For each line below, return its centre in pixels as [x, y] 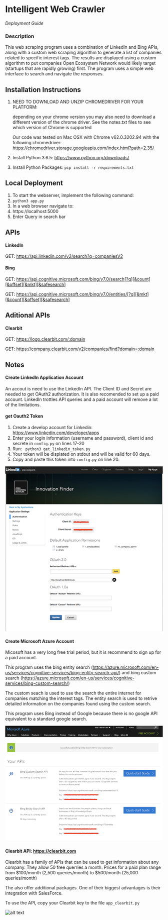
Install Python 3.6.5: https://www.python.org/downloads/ [71, 158]
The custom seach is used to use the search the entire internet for [73, 693]
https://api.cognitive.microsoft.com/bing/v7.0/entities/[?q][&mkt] [82, 294]
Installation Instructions [43, 90]
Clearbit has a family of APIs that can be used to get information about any [82, 862]
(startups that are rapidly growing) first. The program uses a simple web [79, 68]
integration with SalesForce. [34, 893]
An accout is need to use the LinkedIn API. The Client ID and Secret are [78, 388]
